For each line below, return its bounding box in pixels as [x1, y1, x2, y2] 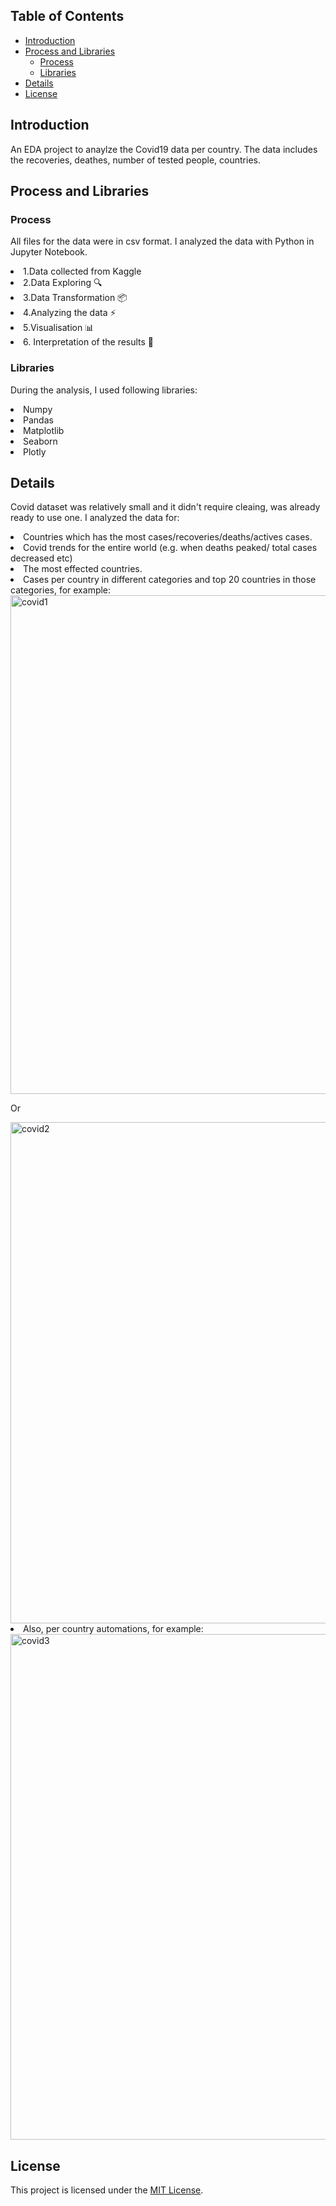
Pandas [23, 414, 54, 426]
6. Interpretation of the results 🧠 [23, 336, 155, 348]
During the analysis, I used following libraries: [10, 384, 198, 396]
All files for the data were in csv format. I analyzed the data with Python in [10, 235, 315, 248]
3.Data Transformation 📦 [23, 292, 128, 304]
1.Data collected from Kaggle [23, 265, 142, 278]
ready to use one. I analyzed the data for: [10, 512, 180, 524]
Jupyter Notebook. [10, 246, 88, 258]
